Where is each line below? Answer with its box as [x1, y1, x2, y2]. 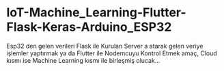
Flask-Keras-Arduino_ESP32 [6, 19, 172, 35]
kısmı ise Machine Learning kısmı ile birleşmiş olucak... [6, 56, 160, 64]
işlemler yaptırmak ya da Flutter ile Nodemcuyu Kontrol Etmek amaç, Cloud [6, 49, 217, 57]
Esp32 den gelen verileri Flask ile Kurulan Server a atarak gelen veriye [6, 42, 204, 50]
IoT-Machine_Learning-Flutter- [6, 5, 186, 20]
